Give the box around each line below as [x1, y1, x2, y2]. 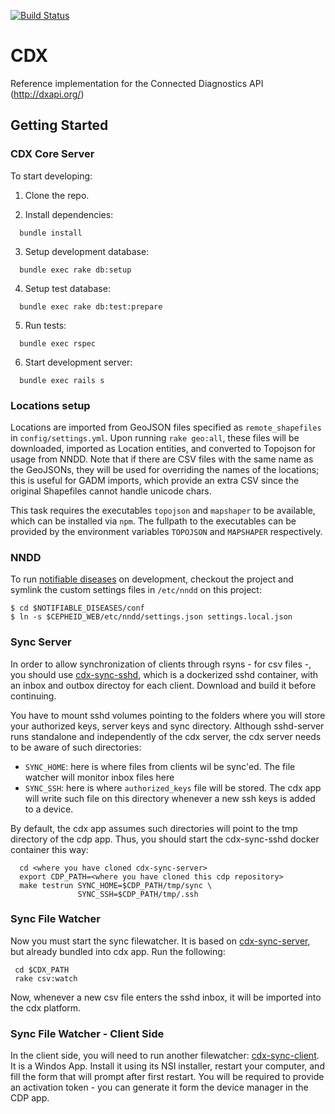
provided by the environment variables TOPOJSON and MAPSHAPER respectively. [10, 525, 323, 537]
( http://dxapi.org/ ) [10, 88, 85, 100]
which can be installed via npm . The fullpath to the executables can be [10, 515, 297, 527]
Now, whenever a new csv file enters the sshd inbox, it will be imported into [10, 991, 322, 1003]
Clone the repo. [24, 189, 90, 201]
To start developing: [10, 170, 93, 182]
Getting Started [10, 117, 109, 134]
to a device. [24, 803, 74, 815]
